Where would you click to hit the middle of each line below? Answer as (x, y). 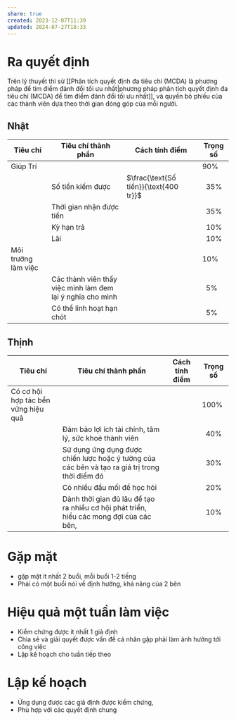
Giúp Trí (24, 166)
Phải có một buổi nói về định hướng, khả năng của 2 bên (99, 584)
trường (22, 259)
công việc (32, 646)
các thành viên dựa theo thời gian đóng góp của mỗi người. (92, 104)
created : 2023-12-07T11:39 (47, 20)
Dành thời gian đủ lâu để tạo (109, 499)
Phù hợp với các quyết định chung (67, 710)
